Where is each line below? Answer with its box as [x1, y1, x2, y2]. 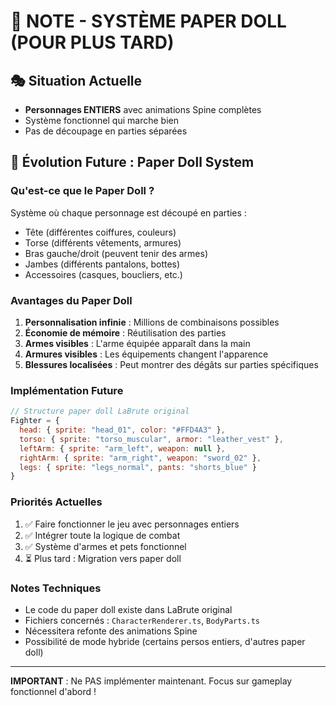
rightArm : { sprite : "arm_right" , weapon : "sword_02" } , [19, 453, 262, 463]
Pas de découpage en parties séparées [24, 125, 188, 137]
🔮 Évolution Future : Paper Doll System [10, 154, 255, 171]
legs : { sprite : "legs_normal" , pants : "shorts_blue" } [19, 462, 257, 472]
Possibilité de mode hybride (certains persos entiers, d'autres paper [24, 635, 306, 647]
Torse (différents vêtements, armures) [24, 236, 182, 249]
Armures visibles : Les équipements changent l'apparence [24, 348, 269, 360]
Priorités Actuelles [10, 495, 103, 509]
